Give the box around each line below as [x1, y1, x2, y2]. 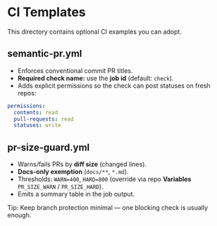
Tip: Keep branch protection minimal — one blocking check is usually [7, 204, 209, 212]
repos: [17, 88, 37, 97]
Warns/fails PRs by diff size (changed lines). [17, 160, 147, 168]
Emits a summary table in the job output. [17, 190, 135, 199]
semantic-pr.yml [7, 48, 82, 60]
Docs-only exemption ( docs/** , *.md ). [17, 168, 129, 176]
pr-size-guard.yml [7, 141, 90, 153]
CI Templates [7, 4, 86, 20]
